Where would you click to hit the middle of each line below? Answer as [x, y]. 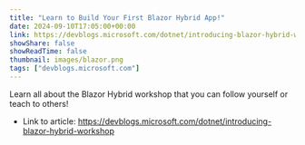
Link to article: [49, 121]
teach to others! [39, 103]
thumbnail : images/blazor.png [67, 60]
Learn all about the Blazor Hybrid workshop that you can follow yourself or [149, 94]
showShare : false [42, 43]
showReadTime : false [49, 52]
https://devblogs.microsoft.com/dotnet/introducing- [175, 121]
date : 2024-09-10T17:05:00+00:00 [73, 26]
